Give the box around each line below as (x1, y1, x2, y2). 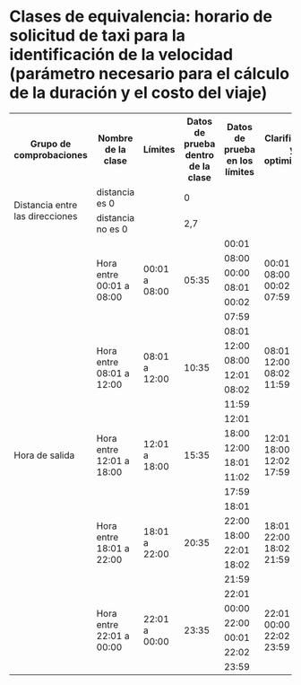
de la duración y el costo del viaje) (9, 83, 268, 103)
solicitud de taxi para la (9, 25, 186, 46)
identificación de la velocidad (9, 45, 234, 65)
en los (226, 154, 254, 167)
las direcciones (13, 209, 78, 222)
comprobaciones (13, 148, 88, 161)
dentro (185, 148, 215, 161)
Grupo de (30, 137, 72, 150)
